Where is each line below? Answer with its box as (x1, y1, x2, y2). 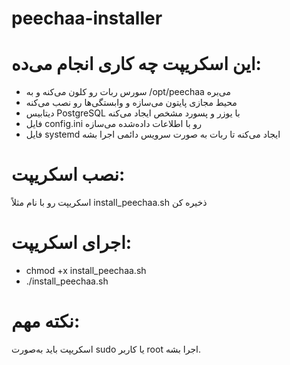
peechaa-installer (11, 7, 163, 30)
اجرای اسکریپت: (11, 232, 133, 254)
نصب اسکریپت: (11, 163, 126, 186)
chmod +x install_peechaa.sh (25, 265, 147, 276)
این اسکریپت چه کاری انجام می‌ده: (11, 53, 262, 76)
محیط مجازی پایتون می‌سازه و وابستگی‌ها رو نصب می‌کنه (25, 97, 238, 109)
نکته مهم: (11, 310, 81, 333)
